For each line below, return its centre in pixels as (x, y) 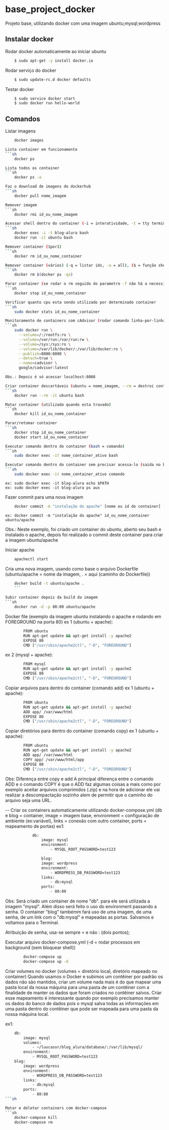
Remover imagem (21, 205)
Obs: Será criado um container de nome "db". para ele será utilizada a (78, 901)
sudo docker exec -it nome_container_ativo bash (66, 456)
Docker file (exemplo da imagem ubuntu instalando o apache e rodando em (83, 616)
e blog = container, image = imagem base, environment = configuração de (82, 815)
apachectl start (31, 559)
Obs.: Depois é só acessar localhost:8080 (50, 377)
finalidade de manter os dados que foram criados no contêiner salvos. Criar (83, 993)
